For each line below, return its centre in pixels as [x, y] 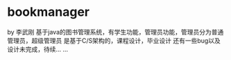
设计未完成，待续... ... [38, 49]
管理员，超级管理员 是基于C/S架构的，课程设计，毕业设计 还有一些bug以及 [114, 40]
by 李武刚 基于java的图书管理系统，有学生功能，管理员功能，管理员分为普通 [115, 32]
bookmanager [49, 12]
